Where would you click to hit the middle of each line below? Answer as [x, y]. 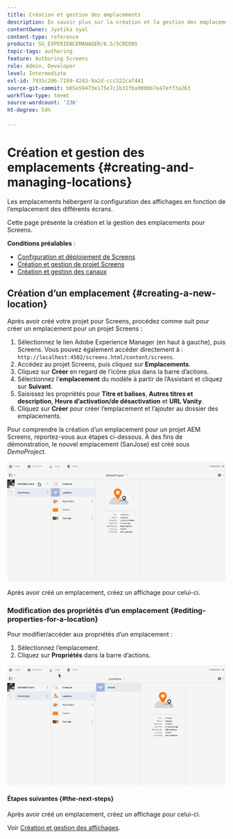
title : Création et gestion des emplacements [74, 15]
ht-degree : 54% [29, 110]
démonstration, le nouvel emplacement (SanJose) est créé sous [98, 444]
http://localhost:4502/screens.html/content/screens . [96, 357]
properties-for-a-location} [53, 619]
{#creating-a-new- [174, 293]
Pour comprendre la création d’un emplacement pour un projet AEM [104, 429]
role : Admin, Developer [42, 66]
